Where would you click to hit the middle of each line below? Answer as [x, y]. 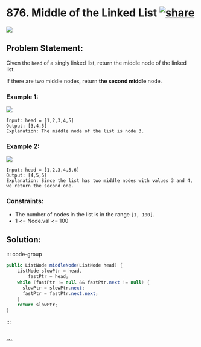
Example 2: [23, 146]
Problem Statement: [45, 48]
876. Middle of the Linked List [82, 13]
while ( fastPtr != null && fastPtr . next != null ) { [83, 282]
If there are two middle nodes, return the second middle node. [84, 81]
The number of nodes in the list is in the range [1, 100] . [85, 214]
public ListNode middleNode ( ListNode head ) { [64, 265]
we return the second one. [40, 186]
